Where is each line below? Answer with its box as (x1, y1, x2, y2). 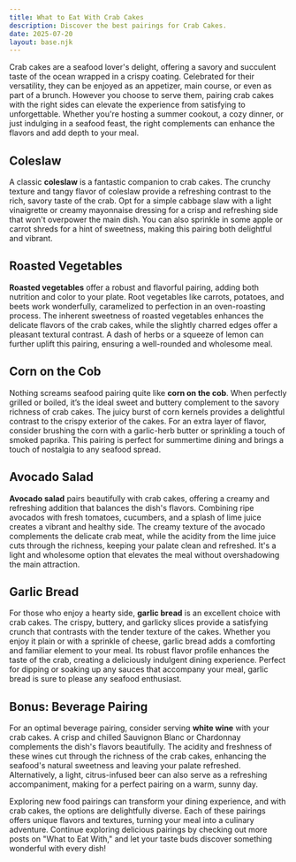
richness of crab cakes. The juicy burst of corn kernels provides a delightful (9, 406, 285, 416)
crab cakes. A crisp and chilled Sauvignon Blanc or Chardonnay (9, 732, 241, 743)
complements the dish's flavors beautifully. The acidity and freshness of (9, 742, 272, 752)
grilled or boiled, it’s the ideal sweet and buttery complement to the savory (9, 397, 280, 408)
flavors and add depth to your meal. (9, 127, 140, 138)
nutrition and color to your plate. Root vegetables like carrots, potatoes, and (9, 291, 285, 301)
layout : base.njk (9, 37, 73, 47)
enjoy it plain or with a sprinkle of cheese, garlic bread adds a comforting (9, 636, 276, 646)
